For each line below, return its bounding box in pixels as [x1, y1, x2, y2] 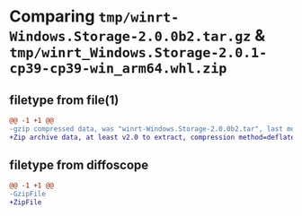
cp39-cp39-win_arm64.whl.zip [9, 60, 227, 77]
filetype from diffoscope [9, 158, 149, 173]
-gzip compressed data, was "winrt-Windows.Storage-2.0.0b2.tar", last [9, 124, 283, 134]
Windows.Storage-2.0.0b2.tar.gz [9, 29, 252, 46]
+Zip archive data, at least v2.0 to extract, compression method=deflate [9, 133, 296, 142]
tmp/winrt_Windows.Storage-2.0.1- [9, 45, 268, 62]
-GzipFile [9, 190, 47, 199]
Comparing [9, 6, 95, 27]
